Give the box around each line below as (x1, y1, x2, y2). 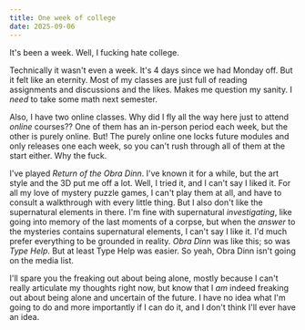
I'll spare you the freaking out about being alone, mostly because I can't (9, 273, 280, 284)
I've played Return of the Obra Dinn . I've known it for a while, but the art (9, 168, 280, 179)
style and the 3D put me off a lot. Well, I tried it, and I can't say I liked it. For (9, 177, 291, 188)
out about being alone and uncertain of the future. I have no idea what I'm (9, 292, 286, 303)
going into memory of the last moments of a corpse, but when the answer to (9, 216, 296, 227)
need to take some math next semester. (9, 93, 158, 105)
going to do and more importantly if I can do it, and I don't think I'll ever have (9, 302, 296, 313)
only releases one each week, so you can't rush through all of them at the (9, 140, 286, 151)
